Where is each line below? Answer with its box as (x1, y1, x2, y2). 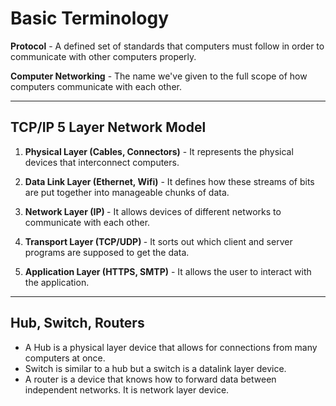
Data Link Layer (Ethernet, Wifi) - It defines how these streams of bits (24, 175, 315, 187)
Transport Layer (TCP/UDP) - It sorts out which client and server (24, 235, 293, 247)
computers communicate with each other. (10, 80, 182, 92)
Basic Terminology (10, 7, 169, 30)
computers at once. (24, 352, 106, 364)
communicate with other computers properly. (10, 50, 197, 62)
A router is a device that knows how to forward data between (24, 373, 277, 385)
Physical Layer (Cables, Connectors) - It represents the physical (24, 145, 294, 157)
